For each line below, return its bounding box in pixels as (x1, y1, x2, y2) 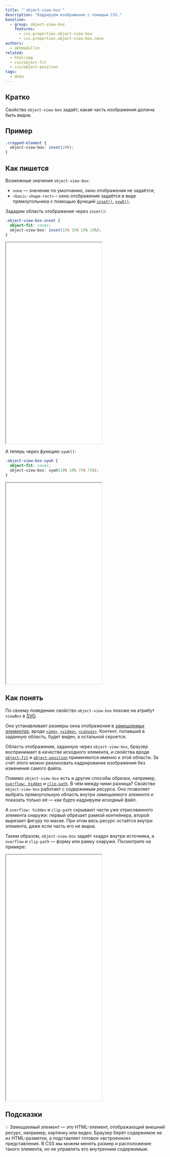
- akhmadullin (10, 45, 40, 51)
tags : (5, 70, 17, 75)
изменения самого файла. (5, 765, 62, 771)
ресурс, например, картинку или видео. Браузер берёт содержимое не (5, 1129, 162, 1136)
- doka (10, 74, 24, 79)
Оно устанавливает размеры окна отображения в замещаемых (5, 723, 144, 729)
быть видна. (5, 112, 32, 118)
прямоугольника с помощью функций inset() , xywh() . (12, 198, 131, 204)
